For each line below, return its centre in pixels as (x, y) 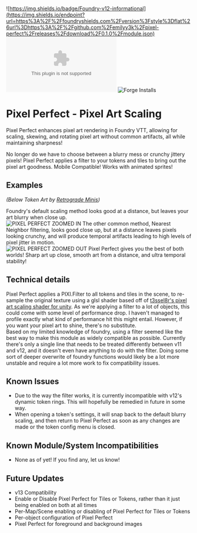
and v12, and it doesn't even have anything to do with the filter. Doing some (97, 350)
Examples (24, 185)
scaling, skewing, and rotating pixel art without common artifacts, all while (96, 136)
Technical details (38, 280)
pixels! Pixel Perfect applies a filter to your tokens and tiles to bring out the (96, 160)
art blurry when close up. (37, 217)
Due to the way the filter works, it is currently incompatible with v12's (98, 395)
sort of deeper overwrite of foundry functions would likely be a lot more (93, 357)
